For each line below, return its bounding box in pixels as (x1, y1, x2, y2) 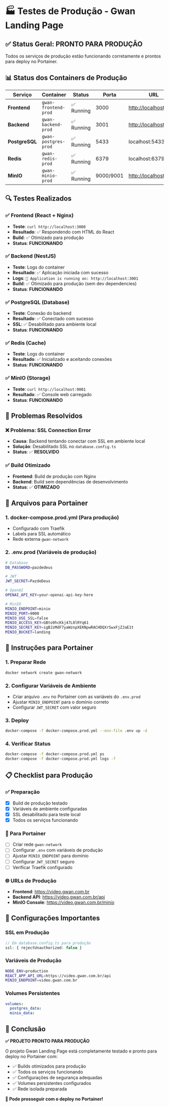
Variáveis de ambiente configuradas (12, 806, 88, 812)
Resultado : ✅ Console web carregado (12, 391, 92, 397)
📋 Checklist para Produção (5, 771, 93, 779)
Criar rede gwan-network (12, 841, 62, 847)
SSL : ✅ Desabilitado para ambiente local (12, 321, 97, 327)
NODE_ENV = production (5, 968, 49, 973)
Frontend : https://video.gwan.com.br (12, 888, 90, 894)
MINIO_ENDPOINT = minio (5, 606, 51, 611)
